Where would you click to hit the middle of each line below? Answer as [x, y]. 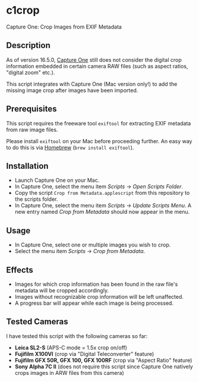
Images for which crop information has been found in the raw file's [96, 284]
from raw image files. [32, 130]
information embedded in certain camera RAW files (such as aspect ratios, [97, 66]
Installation [27, 166]
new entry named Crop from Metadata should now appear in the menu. [102, 212]
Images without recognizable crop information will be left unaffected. [99, 297]
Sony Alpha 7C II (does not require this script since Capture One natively [104, 367]
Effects [20, 270]
